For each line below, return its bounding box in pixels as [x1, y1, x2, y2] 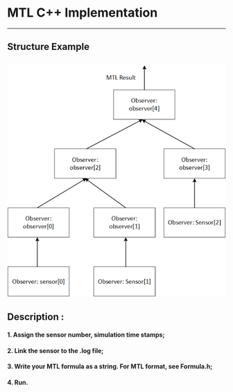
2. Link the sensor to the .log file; [7, 346, 104, 355]
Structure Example [7, 41, 90, 53]
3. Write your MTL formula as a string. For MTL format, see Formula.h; [7, 362, 213, 370]
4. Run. [7, 378, 28, 386]
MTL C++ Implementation [7, 5, 158, 21]
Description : [7, 311, 64, 323]
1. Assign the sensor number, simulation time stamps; [7, 331, 165, 339]
